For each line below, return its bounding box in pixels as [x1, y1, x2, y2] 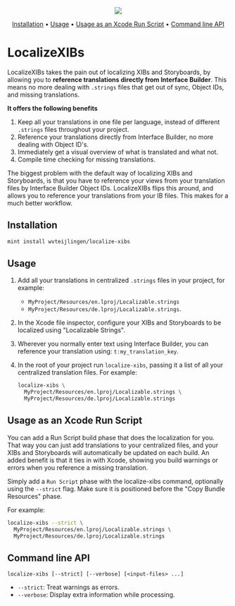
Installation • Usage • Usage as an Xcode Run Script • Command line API [11, 20, 225, 28]
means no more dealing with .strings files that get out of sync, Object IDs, [7, 83, 224, 91]
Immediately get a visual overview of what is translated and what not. [17, 147, 219, 156]
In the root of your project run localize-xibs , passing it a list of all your [17, 360, 224, 370]
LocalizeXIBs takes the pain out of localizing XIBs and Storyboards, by [7, 68, 211, 76]
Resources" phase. [7, 492, 63, 500]
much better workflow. [7, 198, 72, 207]
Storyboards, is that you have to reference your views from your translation [7, 176, 225, 185]
